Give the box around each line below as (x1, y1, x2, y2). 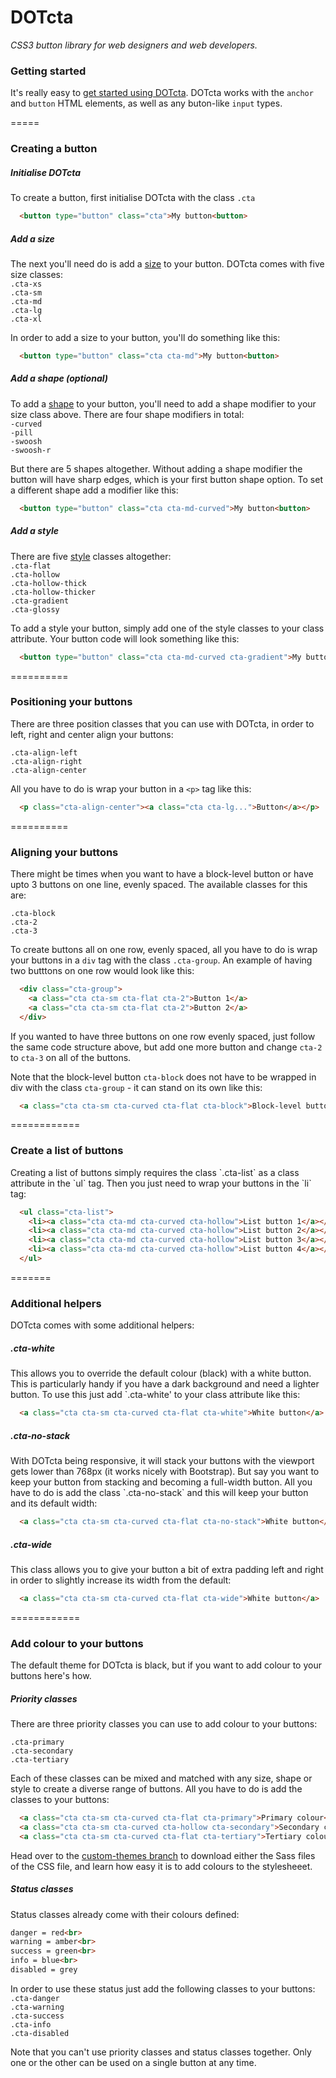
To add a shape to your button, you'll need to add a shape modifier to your (10, 397, 317, 410)
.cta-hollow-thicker (10, 587, 97, 597)
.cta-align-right (10, 756, 83, 766)
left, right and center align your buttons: (10, 728, 174, 740)
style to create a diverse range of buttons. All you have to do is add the (10, 1783, 303, 1795)
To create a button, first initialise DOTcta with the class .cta (10, 192, 256, 204)
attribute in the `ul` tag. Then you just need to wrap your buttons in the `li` (10, 1177, 312, 1189)
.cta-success (10, 2011, 65, 2021)
